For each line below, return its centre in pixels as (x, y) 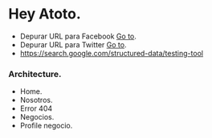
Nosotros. (36, 100)
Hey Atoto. (45, 14)
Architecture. (35, 74)
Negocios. (37, 117)
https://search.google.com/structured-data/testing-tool (111, 53)
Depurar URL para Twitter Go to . (73, 44)
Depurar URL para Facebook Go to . (78, 36)
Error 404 (36, 108)
